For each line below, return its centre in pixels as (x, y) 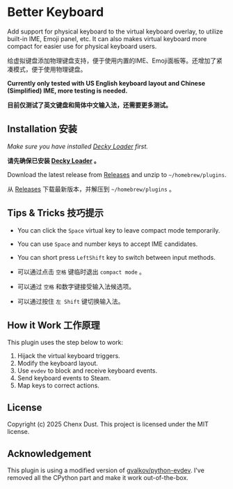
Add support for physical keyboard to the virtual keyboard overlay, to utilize (115, 31)
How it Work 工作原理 (54, 325)
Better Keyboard (56, 12)
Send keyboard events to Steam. (64, 378)
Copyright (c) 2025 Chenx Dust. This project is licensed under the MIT (108, 424)
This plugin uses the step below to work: (65, 343)
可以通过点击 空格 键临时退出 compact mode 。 (81, 272)
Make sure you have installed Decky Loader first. (78, 146)
